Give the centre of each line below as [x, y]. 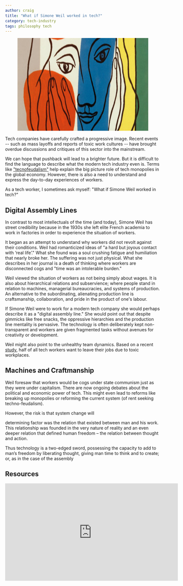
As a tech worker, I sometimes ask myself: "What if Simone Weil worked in [81, 189]
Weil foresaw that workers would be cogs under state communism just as [80, 382]
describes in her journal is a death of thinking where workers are [71, 263]
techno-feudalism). [25, 404]
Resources [22, 474]
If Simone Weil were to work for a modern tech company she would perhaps [83, 309]
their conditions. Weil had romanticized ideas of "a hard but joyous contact [81, 248]
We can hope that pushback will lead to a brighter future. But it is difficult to [82, 159]
